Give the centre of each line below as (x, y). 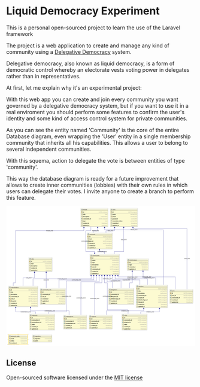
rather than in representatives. (43, 76)
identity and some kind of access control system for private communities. (97, 118)
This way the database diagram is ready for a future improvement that (93, 178)
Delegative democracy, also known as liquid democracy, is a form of (90, 63)
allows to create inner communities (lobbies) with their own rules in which (97, 185)
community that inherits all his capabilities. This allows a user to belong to (97, 142)
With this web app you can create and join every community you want (92, 99)
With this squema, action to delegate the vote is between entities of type (96, 160)
